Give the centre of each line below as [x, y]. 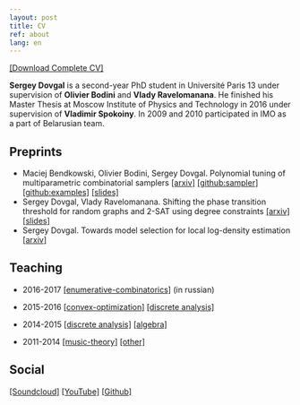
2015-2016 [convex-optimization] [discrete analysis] [118, 306]
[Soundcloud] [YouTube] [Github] [71, 392]
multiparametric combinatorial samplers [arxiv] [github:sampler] [140, 183]
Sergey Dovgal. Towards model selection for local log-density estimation [156, 230]
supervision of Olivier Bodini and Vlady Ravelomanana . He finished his [141, 95]
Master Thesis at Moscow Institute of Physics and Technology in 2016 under [150, 105]
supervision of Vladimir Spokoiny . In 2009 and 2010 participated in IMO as [148, 114]
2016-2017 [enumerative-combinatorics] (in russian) [118, 289]
